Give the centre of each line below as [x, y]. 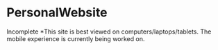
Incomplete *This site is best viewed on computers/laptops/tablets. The [109, 32]
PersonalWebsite [57, 13]
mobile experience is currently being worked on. [76, 38]
